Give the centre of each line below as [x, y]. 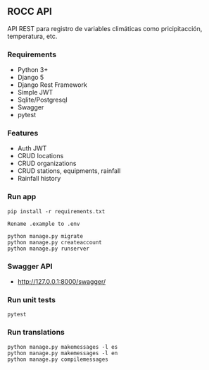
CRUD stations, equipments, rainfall [69, 171]
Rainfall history [39, 179]
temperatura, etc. [32, 36]
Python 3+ [33, 70]
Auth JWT [32, 148]
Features [23, 133]
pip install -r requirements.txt [56, 211]
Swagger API [30, 266]
